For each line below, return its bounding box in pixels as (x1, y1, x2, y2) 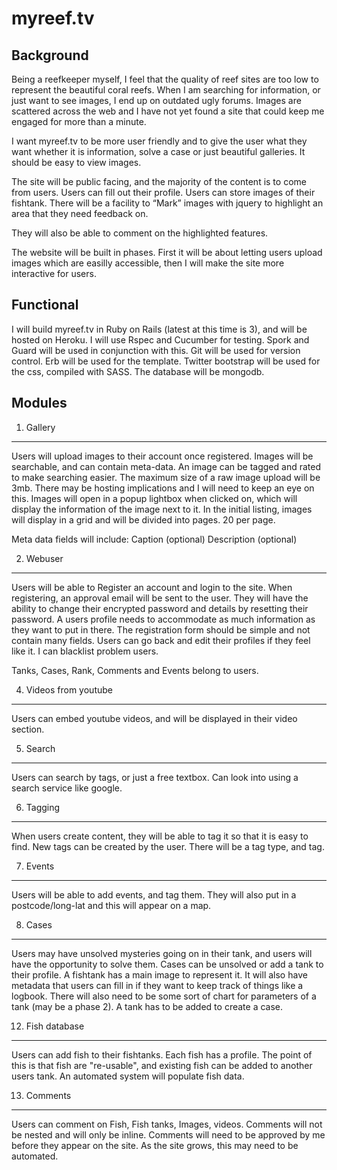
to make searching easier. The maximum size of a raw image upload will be (11, 471, 321, 483)
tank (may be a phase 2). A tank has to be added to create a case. (11, 1000, 284, 1012)
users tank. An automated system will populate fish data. (11, 1070, 245, 1082)
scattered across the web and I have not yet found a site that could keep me (11, 105, 325, 117)
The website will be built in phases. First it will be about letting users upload (11, 247, 323, 258)
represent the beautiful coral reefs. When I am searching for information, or (11, 84, 321, 96)
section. (11, 723, 45, 735)
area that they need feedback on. (11, 208, 149, 219)
